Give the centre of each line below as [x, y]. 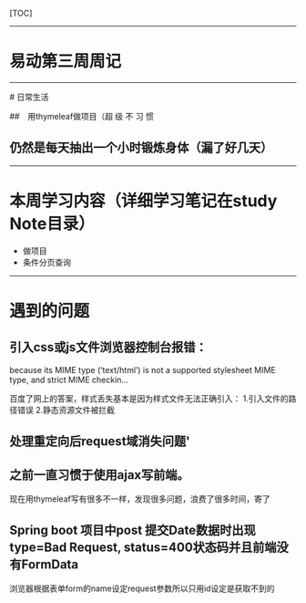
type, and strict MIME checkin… [69, 379]
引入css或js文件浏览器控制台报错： [108, 347]
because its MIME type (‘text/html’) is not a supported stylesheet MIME [143, 369]
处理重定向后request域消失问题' [100, 442]
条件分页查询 [46, 262]
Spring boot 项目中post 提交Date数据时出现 [133, 530]
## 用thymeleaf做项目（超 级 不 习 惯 [82, 116]
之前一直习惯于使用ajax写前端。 [99, 475]
